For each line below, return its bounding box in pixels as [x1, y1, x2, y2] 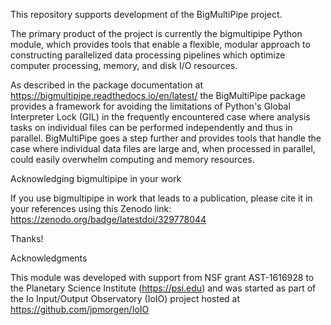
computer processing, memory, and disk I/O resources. [10, 60, 238, 71]
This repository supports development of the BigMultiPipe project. [10, 9, 283, 20]
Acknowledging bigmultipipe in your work [10, 173, 182, 184]
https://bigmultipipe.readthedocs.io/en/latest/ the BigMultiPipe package [10, 90, 306, 101]
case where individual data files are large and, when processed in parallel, [10, 143, 316, 154]
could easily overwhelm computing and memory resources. [10, 154, 255, 165]
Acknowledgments [10, 252, 88, 264]
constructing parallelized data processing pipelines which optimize [10, 49, 286, 61]
